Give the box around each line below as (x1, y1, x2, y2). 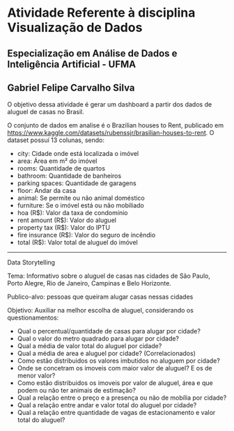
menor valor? (17, 371, 56, 380)
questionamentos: (7, 313, 59, 322)
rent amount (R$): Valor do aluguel (17, 216, 117, 224)
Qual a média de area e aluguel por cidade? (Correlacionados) (17, 350, 196, 358)
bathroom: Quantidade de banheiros (17, 172, 122, 180)
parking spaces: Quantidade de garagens (17, 179, 137, 187)
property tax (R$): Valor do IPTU (17, 224, 110, 232)
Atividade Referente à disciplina (7, 5, 196, 21)
